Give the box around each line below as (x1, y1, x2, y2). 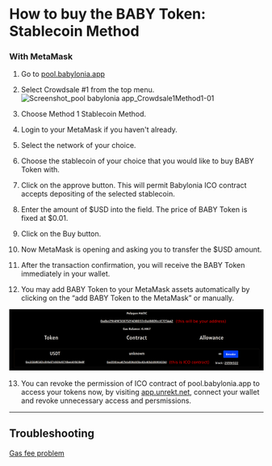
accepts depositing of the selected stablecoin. (20, 189, 176, 199)
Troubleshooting (9, 426, 95, 441)
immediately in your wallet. (20, 269, 111, 279)
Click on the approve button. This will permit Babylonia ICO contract (20, 180, 247, 190)
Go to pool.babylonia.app (20, 70, 106, 79)
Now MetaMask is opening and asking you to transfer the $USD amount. (20, 244, 262, 255)
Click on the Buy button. (20, 229, 102, 239)
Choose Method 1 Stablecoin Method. (20, 109, 147, 119)
